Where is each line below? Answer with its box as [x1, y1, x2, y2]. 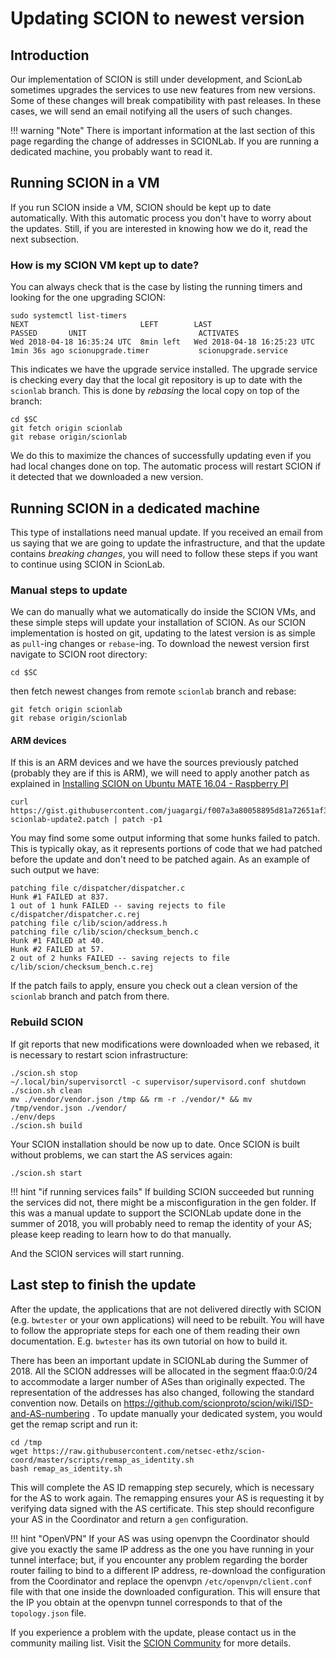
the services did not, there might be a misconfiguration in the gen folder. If [10, 1196, 317, 1208]
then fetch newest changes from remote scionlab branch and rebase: [10, 685, 297, 697]
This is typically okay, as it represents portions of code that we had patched [10, 843, 323, 855]
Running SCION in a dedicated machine [10, 500, 260, 517]
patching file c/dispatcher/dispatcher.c [10, 883, 186, 894]
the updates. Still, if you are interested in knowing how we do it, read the [10, 222, 308, 234]
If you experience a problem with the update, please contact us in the [10, 1626, 297, 1638]
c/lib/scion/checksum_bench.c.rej [10, 962, 155, 972]
